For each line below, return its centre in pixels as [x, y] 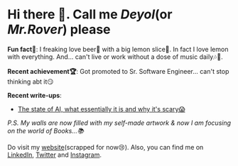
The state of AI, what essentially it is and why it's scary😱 [101, 109]
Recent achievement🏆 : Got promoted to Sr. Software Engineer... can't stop [118, 71]
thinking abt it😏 [31, 82]
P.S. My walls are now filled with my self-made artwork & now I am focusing [119, 123]
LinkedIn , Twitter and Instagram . [54, 155]
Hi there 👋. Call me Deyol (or [90, 15]
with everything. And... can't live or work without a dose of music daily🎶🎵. [115, 57]
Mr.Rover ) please [59, 29]
